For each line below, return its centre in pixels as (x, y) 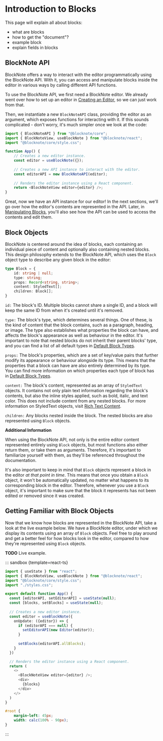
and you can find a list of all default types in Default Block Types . (70, 346)
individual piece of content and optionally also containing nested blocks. (77, 249)
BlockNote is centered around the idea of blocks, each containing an (74, 244)
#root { (13, 711)
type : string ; (28, 278)
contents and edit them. (29, 217)
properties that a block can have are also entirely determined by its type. (78, 366)
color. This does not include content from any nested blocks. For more (75, 401)
